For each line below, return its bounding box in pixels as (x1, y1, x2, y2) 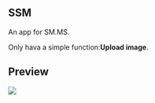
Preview (8, 65, 50, 79)
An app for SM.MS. (8, 27, 70, 36)
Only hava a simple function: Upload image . (8, 42, 149, 52)
